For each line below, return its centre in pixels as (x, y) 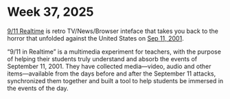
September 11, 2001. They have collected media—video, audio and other (109, 66)
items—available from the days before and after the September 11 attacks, (112, 74)
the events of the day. (38, 88)
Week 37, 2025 (50, 12)
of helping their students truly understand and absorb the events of (102, 58)
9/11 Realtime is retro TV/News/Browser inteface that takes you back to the (113, 31)
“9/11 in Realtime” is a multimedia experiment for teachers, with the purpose (114, 52)
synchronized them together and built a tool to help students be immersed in (115, 80)
